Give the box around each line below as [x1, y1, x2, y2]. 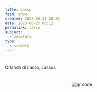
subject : [5, 30, 23, 35]
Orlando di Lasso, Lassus [5, 64, 56, 70]
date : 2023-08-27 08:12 [5, 20, 54, 26]
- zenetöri [9, 35, 32, 39]
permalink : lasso [5, 25, 40, 30]
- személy [9, 43, 29, 48]
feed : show [5, 12, 27, 17]
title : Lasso [5, 7, 32, 12]
